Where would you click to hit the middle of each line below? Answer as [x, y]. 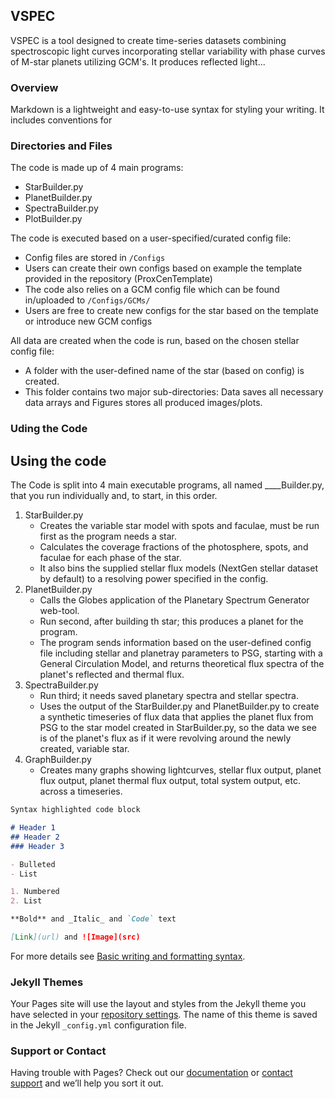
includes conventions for [61, 120]
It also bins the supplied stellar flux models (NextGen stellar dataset [178, 568]
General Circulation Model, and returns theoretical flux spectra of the [182, 664]
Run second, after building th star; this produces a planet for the [171, 621]
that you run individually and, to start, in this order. [114, 496]
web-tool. [59, 611]
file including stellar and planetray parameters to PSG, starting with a [181, 653]
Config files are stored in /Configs [95, 258]
